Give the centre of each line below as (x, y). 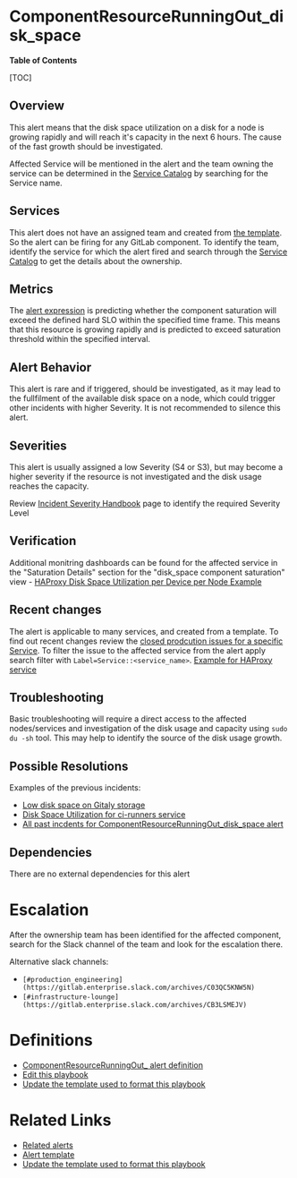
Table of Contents (43, 60)
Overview (37, 106)
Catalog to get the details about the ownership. (96, 260)
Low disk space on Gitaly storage (84, 805)
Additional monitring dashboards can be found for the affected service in (144, 562)
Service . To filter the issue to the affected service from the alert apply (137, 650)
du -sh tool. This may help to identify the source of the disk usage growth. (146, 738)
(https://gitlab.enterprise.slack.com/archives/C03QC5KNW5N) (139, 987)
